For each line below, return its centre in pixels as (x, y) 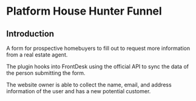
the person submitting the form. (46, 73)
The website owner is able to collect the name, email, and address (89, 85)
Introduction (30, 34)
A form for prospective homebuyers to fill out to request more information (98, 48)
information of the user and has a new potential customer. (79, 91)
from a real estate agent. (37, 55)
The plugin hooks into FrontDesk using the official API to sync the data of (98, 66)
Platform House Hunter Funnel (84, 11)
